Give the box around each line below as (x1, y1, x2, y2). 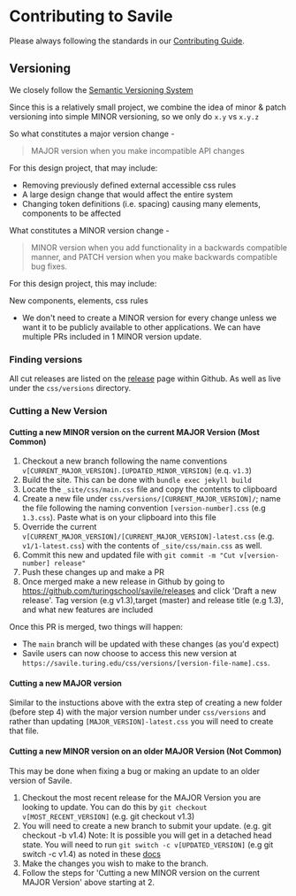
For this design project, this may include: (9, 278, 157, 288)
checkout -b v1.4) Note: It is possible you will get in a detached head (21, 830, 272, 840)
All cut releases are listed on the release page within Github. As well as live (9, 373, 281, 384)
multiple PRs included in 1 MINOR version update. (21, 331, 201, 341)
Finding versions (9, 353, 83, 365)
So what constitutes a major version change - (9, 128, 175, 139)
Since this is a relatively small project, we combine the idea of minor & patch (9, 102, 287, 112)
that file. (9, 725, 40, 736)
